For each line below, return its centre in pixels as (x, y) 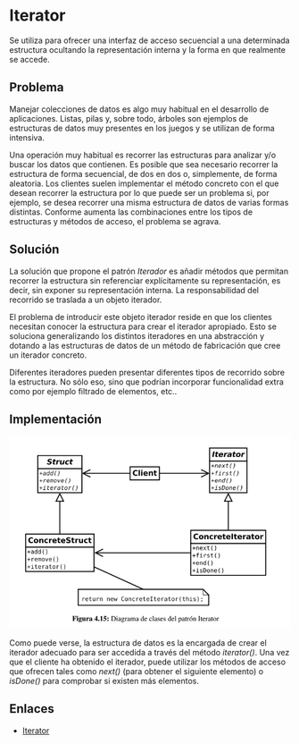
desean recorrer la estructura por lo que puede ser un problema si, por (139, 192)
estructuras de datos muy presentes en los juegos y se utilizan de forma (142, 128)
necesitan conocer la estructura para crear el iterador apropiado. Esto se (143, 326)
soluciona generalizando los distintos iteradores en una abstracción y (137, 335)
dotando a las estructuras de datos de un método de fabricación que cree (145, 345)
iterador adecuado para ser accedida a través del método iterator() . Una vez (149, 652)
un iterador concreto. (48, 355)
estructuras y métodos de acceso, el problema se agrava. (115, 221)
